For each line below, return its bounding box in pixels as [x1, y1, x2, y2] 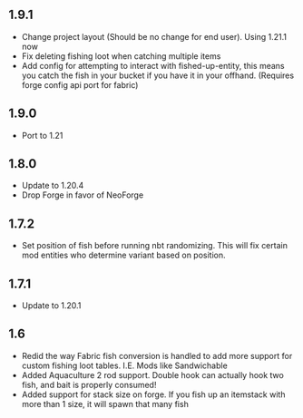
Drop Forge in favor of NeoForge [21, 190, 144, 200]
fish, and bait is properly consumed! [21, 379, 157, 390]
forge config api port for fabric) [21, 79, 139, 90]
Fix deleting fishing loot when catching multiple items [21, 50, 221, 62]
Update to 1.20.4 [21, 180, 84, 191]
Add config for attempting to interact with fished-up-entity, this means [21, 60, 285, 71]
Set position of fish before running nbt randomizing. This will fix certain [21, 240, 288, 251]
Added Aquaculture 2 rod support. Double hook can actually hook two [21, 369, 285, 380]
